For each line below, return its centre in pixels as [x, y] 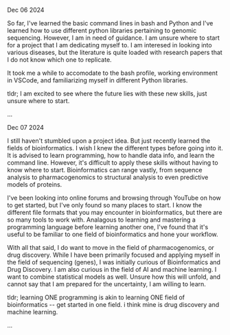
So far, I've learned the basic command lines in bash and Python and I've [110, 23]
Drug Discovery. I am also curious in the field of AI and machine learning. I [112, 269]
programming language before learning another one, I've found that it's [108, 227]
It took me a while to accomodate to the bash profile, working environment [113, 73]
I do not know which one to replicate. [59, 60]
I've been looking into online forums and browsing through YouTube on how [114, 198]
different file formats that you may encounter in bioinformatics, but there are [115, 212]
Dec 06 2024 [26, 10]
